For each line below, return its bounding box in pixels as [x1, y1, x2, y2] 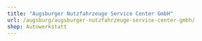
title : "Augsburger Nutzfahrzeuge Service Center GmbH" [7, 10, 173, 17]
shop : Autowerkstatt [7, 23, 68, 30]
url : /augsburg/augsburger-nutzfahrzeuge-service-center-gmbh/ [7, 17, 196, 24]
